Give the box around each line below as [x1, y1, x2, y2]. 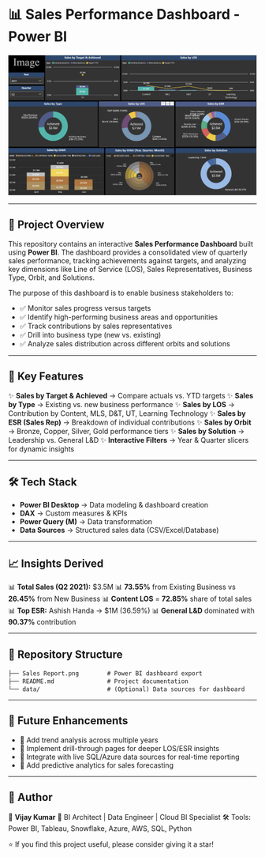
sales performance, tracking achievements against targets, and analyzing [8, 255, 247, 265]
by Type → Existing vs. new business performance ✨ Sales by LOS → [8, 399, 235, 409]
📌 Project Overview [8, 218, 105, 232]
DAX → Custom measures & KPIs [19, 508, 128, 518]
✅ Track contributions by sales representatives [19, 321, 173, 330]
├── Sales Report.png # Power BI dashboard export [8, 669, 203, 678]
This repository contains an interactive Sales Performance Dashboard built [8, 239, 254, 248]
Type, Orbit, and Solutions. [8, 273, 95, 282]
